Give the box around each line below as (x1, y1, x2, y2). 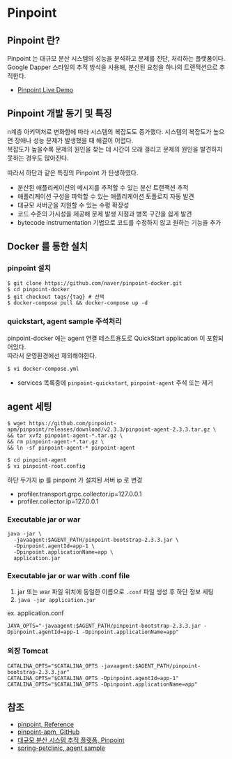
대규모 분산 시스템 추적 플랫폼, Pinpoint (17, 736, 125, 744)
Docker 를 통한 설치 (7, 241, 88, 253)
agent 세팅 (7, 401, 52, 413)
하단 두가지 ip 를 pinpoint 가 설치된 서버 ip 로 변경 (7, 476, 143, 484)
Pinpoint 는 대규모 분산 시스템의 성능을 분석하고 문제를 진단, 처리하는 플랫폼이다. (7, 54, 226, 62)
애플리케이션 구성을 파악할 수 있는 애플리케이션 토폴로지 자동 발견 (17, 192, 194, 200)
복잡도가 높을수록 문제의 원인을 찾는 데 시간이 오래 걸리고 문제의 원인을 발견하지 (7, 145, 223, 153)
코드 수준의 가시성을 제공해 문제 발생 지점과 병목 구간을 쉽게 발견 (17, 209, 192, 218)
